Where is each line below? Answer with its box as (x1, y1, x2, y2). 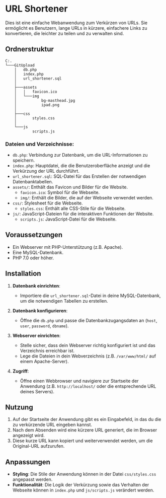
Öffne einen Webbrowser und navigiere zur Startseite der (20, 378, 139, 384)
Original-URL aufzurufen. (12, 443, 65, 449)
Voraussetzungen (5, 231, 63, 239)
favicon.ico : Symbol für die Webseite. (20, 189, 100, 195)
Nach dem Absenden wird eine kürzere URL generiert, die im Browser (12, 427, 157, 433)
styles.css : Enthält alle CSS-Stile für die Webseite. (20, 205, 126, 211)
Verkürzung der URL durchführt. (12, 168, 79, 174)
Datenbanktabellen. (12, 179, 53, 185)
